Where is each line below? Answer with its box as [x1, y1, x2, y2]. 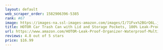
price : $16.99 [5, 38, 34, 43]
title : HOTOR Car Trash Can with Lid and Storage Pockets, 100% [5, 25, 138, 30]
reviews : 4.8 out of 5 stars [5, 34, 64, 39]
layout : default [5, 7, 38, 12]
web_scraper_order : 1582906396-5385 [5, 11, 79, 16]
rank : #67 [5, 16, 25, 20]
